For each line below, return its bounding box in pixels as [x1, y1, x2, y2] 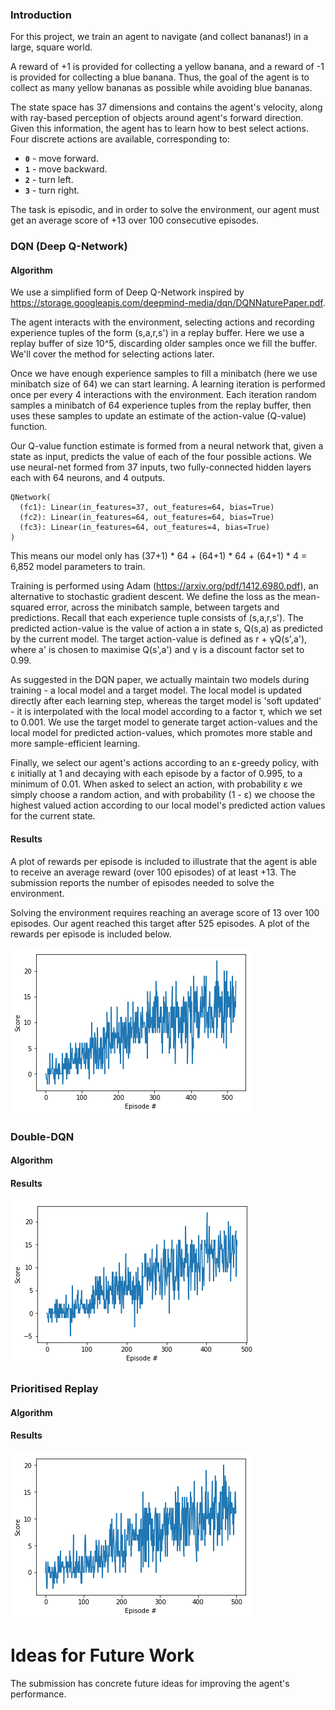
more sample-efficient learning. [10, 738, 141, 750]
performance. [10, 1688, 67, 1700]
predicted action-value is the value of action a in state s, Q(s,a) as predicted [10, 623, 323, 635]
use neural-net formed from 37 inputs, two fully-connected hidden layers [10, 461, 312, 473]
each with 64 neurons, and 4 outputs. [10, 472, 166, 484]
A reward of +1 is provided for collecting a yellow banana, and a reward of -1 [10, 61, 325, 73]
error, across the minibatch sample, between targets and [46, 601, 280, 613]
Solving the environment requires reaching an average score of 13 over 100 [10, 906, 320, 918]
